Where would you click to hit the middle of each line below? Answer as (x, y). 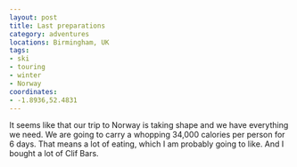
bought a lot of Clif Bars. (54, 154)
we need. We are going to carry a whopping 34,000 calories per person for (147, 135)
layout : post (33, 17)
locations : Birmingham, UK (59, 42)
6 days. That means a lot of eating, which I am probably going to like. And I (147, 144)
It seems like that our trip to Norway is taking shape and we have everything (149, 125)
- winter (25, 76)
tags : (19, 51)
